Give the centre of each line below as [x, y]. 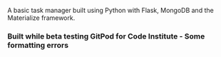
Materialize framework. [41, 18]
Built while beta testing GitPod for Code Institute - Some [106, 36]
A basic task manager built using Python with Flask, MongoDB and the [110, 10]
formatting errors [38, 45]
